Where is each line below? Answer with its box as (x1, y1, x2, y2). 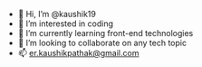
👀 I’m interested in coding (17, 18, 114, 29)
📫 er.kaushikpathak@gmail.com (17, 48, 139, 58)
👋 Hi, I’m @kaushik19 (17, 9, 97, 19)
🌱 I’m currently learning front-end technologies (17, 28, 194, 38)
